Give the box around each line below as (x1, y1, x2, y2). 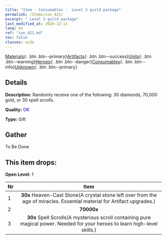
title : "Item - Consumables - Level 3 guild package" (5, 7, 121, 12)
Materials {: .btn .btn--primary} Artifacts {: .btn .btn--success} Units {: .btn (5, 53, 152, 59)
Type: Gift (5, 116, 26, 122)
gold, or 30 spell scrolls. (5, 97, 55, 103)
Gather (5, 130, 27, 139)
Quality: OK (5, 107, 30, 113)
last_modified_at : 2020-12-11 (5, 21, 68, 26)
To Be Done (5, 144, 29, 150)
